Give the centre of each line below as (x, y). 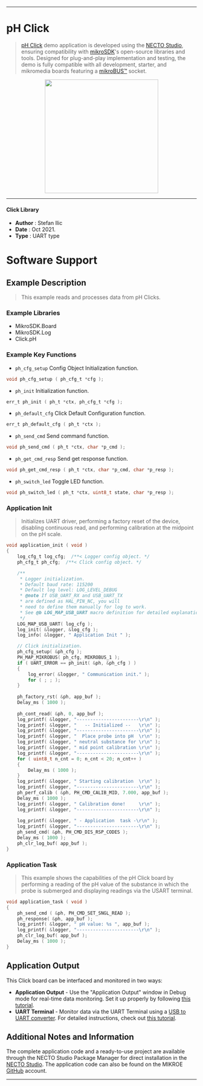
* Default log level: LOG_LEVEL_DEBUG (69, 590)
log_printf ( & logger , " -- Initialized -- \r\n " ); (89, 725)
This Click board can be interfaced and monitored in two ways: (85, 980)
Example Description (46, 283)
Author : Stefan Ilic (39, 223)
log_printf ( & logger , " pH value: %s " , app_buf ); (83, 924)
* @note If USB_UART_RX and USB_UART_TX (71, 596)
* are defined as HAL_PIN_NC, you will (70, 602)
